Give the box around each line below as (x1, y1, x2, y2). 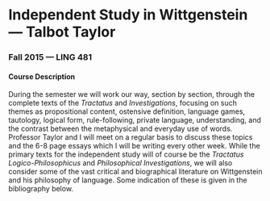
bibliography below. (8, 184, 74, 194)
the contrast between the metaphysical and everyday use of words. (8, 124, 233, 134)
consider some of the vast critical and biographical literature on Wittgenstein (8, 167, 263, 177)
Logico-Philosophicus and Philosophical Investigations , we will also (8, 158, 233, 168)
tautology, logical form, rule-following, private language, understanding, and (8, 115, 262, 125)
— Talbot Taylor (8, 23, 116, 41)
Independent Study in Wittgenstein (8, 6, 248, 24)
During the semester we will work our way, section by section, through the (8, 90, 255, 99)
